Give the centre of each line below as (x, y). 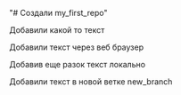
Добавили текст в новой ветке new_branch (91, 82)
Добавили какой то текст (57, 30)
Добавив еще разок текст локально (77, 64)
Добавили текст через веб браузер (77, 47)
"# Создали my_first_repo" (58, 13)
